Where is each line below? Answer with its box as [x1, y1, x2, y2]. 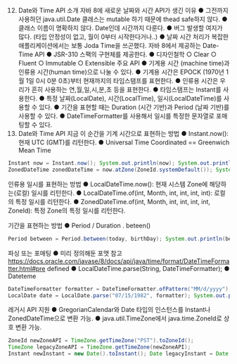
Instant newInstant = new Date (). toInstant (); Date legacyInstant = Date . [8, 351, 232, 358]
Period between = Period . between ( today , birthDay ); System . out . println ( [8, 235, 226, 242]
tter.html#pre [8, 264, 46, 272]
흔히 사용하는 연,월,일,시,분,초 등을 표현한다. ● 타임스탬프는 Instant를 [31, 85, 222, 94]
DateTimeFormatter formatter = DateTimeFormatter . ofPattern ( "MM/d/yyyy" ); [8, 285, 232, 292]
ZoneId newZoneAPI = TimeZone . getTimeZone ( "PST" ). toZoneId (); [8, 337, 194, 344]
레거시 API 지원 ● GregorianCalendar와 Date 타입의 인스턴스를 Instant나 [8, 306, 211, 314]
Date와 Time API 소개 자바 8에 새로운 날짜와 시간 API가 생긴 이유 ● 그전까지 [18, 6, 229, 14]
